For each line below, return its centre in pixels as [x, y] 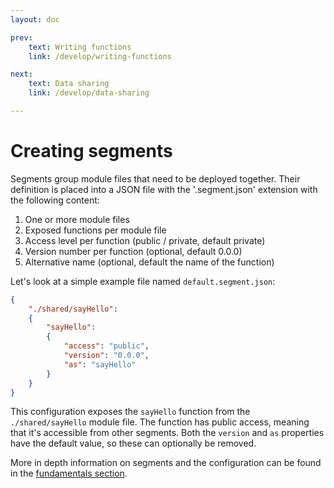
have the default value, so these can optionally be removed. [133, 443]
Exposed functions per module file [95, 230]
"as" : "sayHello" [100, 364]
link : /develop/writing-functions [100, 56]
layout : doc [35, 19]
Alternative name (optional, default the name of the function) [149, 262]
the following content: [55, 200]
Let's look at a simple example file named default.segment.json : [143, 281]
